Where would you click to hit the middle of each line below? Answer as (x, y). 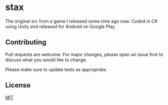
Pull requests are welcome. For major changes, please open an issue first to (84, 54)
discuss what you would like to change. (46, 60)
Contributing (26, 42)
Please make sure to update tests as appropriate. (56, 69)
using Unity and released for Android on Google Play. (61, 26)
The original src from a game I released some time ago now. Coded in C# (81, 21)
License (18, 85)
